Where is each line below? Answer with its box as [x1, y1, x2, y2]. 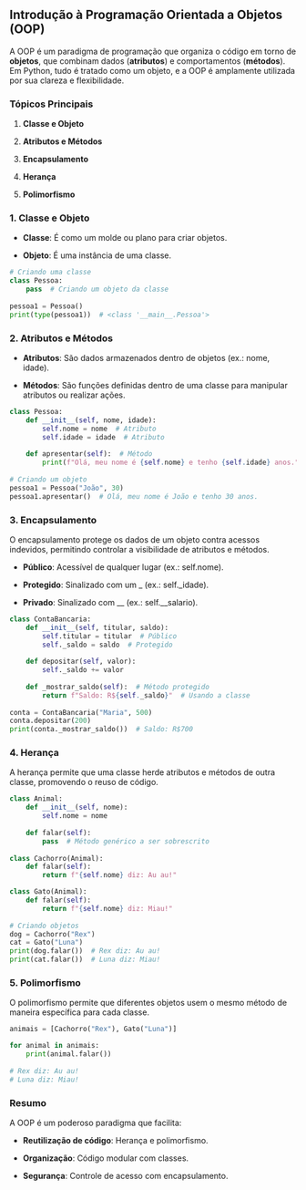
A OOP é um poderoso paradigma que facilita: [9, 1117, 182, 1128]
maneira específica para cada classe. [9, 1007, 150, 1018]
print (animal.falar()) [25, 1050, 112, 1059]
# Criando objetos [9, 921, 79, 930]
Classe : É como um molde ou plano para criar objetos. [22, 233, 228, 243]
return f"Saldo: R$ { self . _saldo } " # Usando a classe [42, 690, 250, 700]
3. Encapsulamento [9, 513, 97, 526]
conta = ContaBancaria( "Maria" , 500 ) [9, 708, 153, 717]
